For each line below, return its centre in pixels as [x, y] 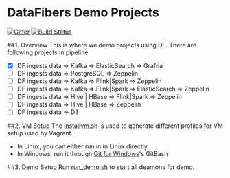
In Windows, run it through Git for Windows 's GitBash [92, 154]
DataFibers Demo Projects [83, 13]
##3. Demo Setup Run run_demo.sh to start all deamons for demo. [101, 167]
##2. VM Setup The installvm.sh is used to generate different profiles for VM [115, 126]
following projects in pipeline [48, 52]
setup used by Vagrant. [40, 133]
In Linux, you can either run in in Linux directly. [83, 146]
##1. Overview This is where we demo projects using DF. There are [102, 45]
